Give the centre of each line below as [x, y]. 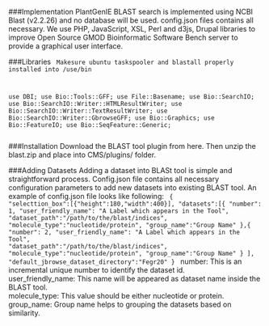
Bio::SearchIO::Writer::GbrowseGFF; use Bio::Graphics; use [112, 118]
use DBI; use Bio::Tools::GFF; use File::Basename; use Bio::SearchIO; [131, 96]
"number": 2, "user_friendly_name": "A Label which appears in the [124, 232]
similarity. [24, 313]
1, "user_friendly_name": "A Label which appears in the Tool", [119, 211]
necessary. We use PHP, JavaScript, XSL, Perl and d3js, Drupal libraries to [132, 29]
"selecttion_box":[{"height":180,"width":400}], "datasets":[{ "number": [135, 204]
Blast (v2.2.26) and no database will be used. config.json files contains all [131, 20]
